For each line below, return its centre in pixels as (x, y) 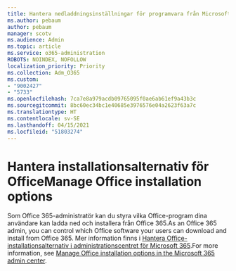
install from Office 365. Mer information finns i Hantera (86, 238)
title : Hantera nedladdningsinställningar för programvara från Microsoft (119, 14)
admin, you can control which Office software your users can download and (117, 231)
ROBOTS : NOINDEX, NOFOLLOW (47, 60)
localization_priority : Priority (56, 66)
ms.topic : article (34, 46)
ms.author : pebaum (34, 20)
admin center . (27, 260)
